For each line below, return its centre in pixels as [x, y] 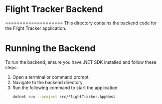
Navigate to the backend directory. [48, 82]
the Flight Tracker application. [36, 28]
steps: [11, 67]
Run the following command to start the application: [65, 88]
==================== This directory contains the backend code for [81, 23]
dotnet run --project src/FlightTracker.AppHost [64, 97]
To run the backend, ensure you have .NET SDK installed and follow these [81, 62]
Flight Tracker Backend [54, 9]
